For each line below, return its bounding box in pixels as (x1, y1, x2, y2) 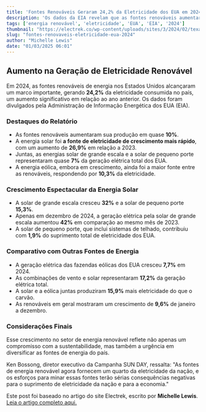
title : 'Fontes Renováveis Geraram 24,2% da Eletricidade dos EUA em (6, 9, 188, 15)
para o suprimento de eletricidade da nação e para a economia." (6, 380, 169, 387)
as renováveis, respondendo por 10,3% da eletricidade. (15, 170, 156, 177)
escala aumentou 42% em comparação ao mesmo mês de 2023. (15, 219, 180, 226)
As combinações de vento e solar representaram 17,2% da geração (15, 274, 186, 281)
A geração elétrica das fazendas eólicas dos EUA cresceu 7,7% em (15, 261, 186, 269)
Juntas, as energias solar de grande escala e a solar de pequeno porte (15, 150, 194, 158)
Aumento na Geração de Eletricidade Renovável (6, 66, 193, 77)
